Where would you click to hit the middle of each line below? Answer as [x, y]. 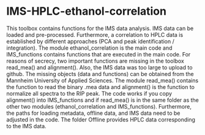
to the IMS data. [27, 126]
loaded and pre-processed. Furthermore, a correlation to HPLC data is [95, 34]
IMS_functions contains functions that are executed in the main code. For [99, 54]
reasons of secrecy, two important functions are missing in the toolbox [95, 61]
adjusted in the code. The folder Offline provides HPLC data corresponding [101, 119]
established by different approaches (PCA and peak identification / [90, 41]
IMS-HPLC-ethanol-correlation [87, 11]
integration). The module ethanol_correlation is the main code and [89, 48]
